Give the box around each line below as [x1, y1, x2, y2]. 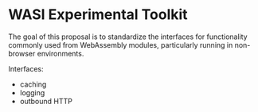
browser [8, 48, 36, 58]
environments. [37, 48, 84, 58]
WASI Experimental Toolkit [8, 6, 189, 24]
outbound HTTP [19, 96, 73, 106]
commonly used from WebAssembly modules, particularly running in [8, 40, 233, 49]
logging [19, 87, 45, 97]
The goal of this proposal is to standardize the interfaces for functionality [8, 32, 248, 41]
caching [19, 79, 47, 89]
